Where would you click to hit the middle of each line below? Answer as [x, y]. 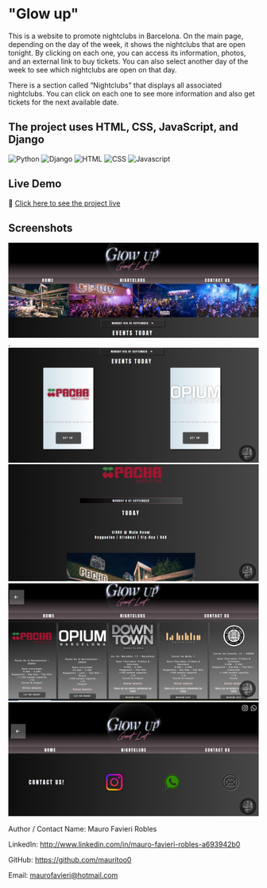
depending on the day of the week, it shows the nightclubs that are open [127, 44]
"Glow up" [44, 14]
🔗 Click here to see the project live [64, 203]
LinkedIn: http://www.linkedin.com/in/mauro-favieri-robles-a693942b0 [124, 844]
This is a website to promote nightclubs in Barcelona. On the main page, [126, 36]
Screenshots [41, 228]
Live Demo [35, 184]
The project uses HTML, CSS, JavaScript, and [123, 127]
